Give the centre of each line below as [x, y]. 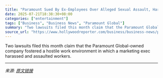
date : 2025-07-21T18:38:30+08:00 [39, 14]
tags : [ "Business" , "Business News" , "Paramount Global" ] [65, 23]
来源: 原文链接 [19, 70]
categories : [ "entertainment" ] [37, 18]
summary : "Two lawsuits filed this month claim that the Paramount [75, 28]
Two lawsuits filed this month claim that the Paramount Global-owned [74, 46]
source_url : [17, 32]
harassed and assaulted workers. [38, 56]
